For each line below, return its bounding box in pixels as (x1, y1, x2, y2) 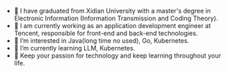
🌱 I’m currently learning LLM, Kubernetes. (13, 44, 136, 52)
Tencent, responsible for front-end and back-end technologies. (13, 29, 198, 37)
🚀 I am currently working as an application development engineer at (13, 22, 211, 29)
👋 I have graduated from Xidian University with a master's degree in (13, 7, 211, 15)
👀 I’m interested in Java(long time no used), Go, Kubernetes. (13, 36, 189, 45)
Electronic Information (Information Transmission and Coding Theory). (13, 14, 219, 22)
